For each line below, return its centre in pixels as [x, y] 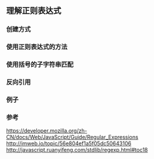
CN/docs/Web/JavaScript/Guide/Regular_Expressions [72, 137]
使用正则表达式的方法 [37, 47]
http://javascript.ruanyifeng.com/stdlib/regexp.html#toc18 [77, 150]
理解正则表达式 [34, 11]
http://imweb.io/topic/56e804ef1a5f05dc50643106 [69, 143]
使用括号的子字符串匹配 [40, 65]
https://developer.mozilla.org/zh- [47, 131]
